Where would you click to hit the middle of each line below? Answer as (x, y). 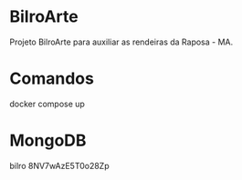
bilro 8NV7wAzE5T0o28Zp (59, 165)
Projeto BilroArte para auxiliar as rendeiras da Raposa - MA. (121, 42)
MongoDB (48, 140)
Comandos (52, 79)
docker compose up (47, 104)
